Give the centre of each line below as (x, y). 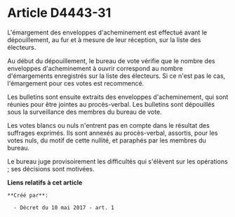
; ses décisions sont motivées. (51, 169)
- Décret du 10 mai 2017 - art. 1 (64, 208)
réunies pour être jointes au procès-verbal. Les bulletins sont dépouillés (111, 104)
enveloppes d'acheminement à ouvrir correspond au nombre (95, 68)
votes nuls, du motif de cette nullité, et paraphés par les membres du (107, 140)
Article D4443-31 (59, 13)
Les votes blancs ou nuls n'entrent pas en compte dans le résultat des (109, 125)
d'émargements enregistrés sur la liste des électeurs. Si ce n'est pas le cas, (116, 76)
